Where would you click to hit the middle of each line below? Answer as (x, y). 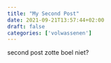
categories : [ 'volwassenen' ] (50, 33)
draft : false (26, 26)
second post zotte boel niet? (48, 53)
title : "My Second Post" (43, 13)
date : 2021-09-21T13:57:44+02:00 (56, 20)
